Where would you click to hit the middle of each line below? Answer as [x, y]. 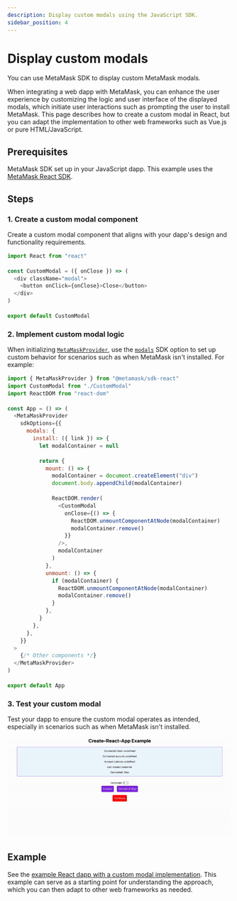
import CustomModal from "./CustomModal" [70, 386]
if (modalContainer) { [86, 581]
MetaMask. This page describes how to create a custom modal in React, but [118, 114]
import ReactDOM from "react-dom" [59, 393]
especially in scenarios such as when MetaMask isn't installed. [99, 727]
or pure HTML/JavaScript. [45, 130]
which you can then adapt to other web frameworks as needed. [100, 889]
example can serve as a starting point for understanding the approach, [111, 882]
